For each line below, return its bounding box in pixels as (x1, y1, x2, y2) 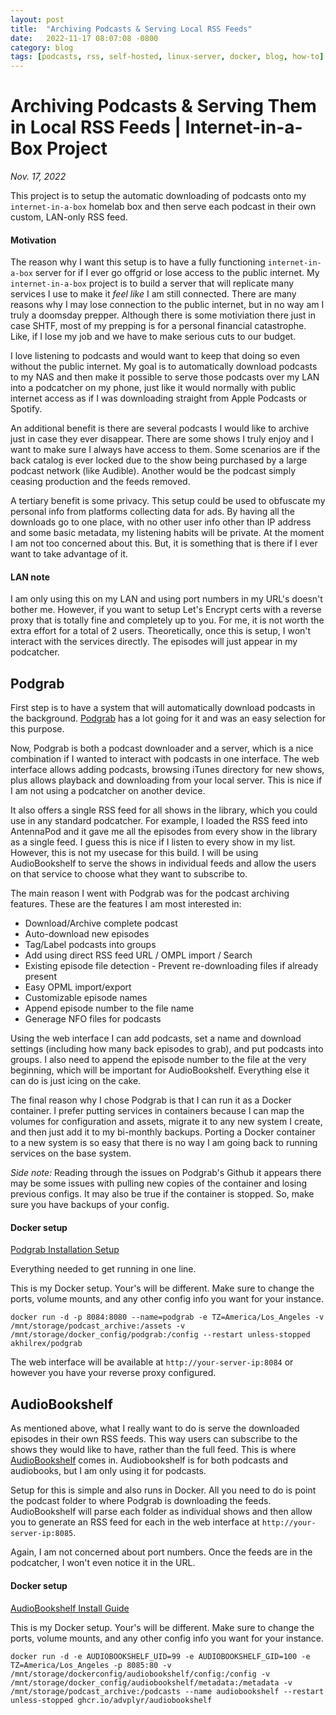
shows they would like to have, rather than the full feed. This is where (10, 1444, 297, 1456)
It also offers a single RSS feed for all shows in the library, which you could (10, 804, 318, 816)
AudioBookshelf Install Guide (10, 1602, 130, 1614)
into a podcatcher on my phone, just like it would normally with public (10, 382, 297, 394)
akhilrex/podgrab (10, 1339, 83, 1349)
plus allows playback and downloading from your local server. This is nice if (10, 774, 323, 786)
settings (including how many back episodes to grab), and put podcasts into (10, 1043, 324, 1055)
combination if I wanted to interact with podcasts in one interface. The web (10, 753, 320, 765)
